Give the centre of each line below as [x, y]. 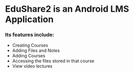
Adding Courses [29, 56]
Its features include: [30, 35]
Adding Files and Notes [36, 50]
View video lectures [32, 66]
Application [29, 19]
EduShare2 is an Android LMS [67, 9]
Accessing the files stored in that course [53, 61]
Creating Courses [30, 46]
